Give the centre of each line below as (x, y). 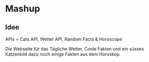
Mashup (23, 9)
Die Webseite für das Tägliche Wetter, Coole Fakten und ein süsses (74, 49)
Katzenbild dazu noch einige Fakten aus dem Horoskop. (63, 54)
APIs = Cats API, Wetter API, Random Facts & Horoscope (64, 39)
